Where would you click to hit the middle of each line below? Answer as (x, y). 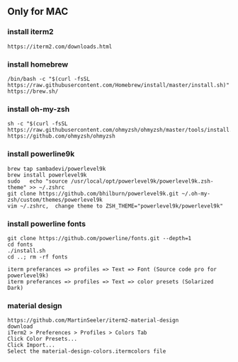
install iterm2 (31, 32)
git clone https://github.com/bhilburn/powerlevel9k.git (93, 193)
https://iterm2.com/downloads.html (60, 46)
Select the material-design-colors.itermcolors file (87, 351)
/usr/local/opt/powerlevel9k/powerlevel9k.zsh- (142, 181)
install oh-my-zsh (39, 109)
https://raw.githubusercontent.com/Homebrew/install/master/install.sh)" (119, 85)
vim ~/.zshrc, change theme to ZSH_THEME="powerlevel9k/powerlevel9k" (115, 206)
